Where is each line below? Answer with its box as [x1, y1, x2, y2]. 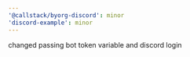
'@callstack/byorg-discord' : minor [8, 11, 125, 20]
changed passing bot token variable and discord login [8, 40, 182, 49]
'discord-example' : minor [8, 19, 93, 27]
